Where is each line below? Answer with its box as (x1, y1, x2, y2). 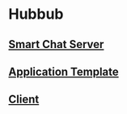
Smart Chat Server (8, 37, 104, 51)
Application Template (8, 64, 119, 78)
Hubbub (8, 5, 64, 24)
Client (8, 93, 40, 107)
